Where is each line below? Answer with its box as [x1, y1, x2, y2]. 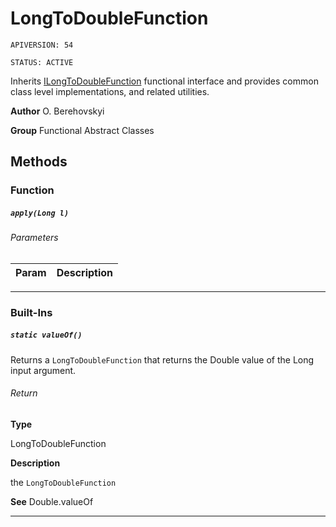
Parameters [10, 232, 59, 244]
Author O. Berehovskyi [10, 105, 105, 117]
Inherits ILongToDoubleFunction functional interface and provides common [10, 75, 319, 87]
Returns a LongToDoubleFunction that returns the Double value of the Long [10, 353, 315, 366]
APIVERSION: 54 [10, 40, 74, 50]
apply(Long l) [10, 208, 70, 218]
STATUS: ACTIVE [10, 57, 74, 67]
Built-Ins [10, 305, 53, 319]
